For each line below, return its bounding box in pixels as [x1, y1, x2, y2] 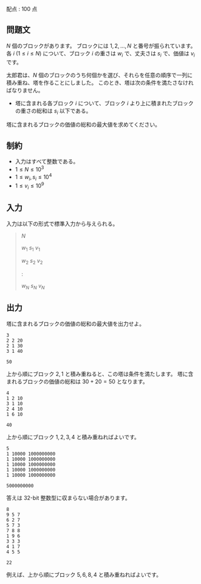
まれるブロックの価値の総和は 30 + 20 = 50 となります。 [6, 378, 148, 385]
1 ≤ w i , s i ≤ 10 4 [15, 172, 52, 182]
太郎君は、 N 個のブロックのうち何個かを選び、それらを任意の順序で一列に [6, 71, 193, 78]
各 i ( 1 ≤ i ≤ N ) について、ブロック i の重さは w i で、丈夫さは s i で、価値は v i [6, 49, 196, 58]
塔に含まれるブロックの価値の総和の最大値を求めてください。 [6, 121, 161, 128]
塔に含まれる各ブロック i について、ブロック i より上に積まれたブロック [15, 99, 194, 106]
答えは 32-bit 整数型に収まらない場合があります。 [6, 494, 131, 501]
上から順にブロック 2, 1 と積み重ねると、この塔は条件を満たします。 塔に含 [6, 370, 194, 377]
